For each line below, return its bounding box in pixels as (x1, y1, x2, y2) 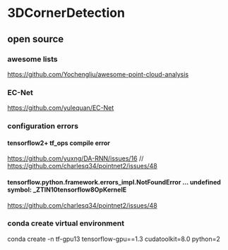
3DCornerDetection (7, 5, 126, 21)
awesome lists (7, 54, 58, 64)
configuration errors (7, 121, 79, 131)
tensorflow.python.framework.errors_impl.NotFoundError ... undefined (7, 177, 221, 186)
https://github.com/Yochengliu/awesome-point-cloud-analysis (7, 70, 189, 78)
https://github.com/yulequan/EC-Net (7, 104, 114, 112)
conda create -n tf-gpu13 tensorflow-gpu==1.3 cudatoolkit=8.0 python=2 (7, 235, 221, 243)
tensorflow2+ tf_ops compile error (7, 139, 111, 147)
